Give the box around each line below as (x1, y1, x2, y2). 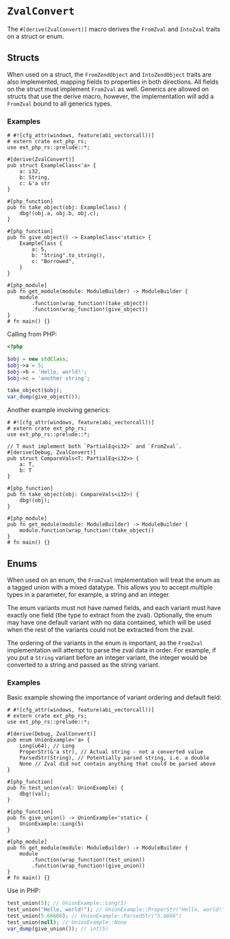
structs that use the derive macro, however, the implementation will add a (7, 92, 214, 100)
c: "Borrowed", (31, 258, 75, 265)
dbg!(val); (19, 790, 51, 798)
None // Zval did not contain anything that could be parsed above (19, 761, 216, 768)
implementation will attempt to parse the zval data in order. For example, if (7, 646, 216, 654)
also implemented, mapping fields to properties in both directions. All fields (7, 77, 219, 86)
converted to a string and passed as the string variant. (7, 660, 160, 669)
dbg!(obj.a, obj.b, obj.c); (19, 210, 99, 217)
